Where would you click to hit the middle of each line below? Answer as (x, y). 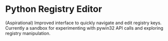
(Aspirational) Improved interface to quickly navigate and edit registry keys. (83, 23)
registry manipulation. (28, 33)
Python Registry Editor (54, 9)
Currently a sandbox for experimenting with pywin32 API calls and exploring (84, 28)
